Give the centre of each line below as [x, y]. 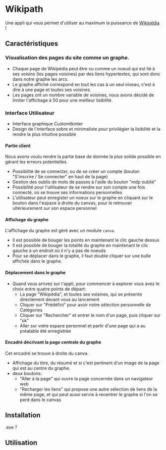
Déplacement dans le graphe [35, 272]
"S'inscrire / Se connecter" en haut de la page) [60, 177]
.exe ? [11, 427]
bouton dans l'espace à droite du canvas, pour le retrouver [72, 203]
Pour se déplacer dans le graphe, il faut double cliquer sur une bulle [82, 256]
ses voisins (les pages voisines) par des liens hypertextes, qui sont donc [86, 74]
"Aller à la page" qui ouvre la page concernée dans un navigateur [86, 378]
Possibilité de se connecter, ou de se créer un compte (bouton [76, 171]
